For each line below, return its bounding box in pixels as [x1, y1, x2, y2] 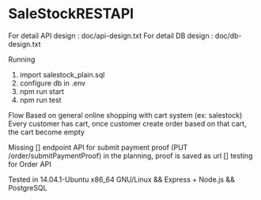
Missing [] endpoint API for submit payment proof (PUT [8, 142, 188, 152]
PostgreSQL [8, 183, 47, 192]
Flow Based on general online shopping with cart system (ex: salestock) [8, 110, 243, 119]
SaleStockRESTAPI [8, 5, 134, 23]
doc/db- [214, 31, 242, 40]
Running [8, 55, 36, 64]
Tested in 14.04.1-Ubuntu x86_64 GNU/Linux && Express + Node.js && [8, 175, 235, 184]
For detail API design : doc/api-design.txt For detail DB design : [8, 31, 214, 40]
